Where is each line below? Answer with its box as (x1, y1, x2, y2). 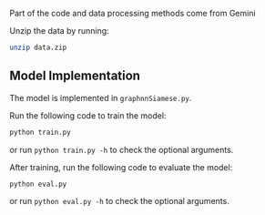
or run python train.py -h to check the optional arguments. (9, 144, 234, 155)
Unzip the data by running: (9, 26, 109, 36)
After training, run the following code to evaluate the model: (9, 161, 233, 172)
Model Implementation (9, 68, 141, 84)
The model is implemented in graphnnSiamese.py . (9, 92, 192, 103)
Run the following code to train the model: (9, 109, 167, 121)
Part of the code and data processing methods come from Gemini (9, 8, 257, 18)
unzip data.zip (9, 43, 67, 52)
